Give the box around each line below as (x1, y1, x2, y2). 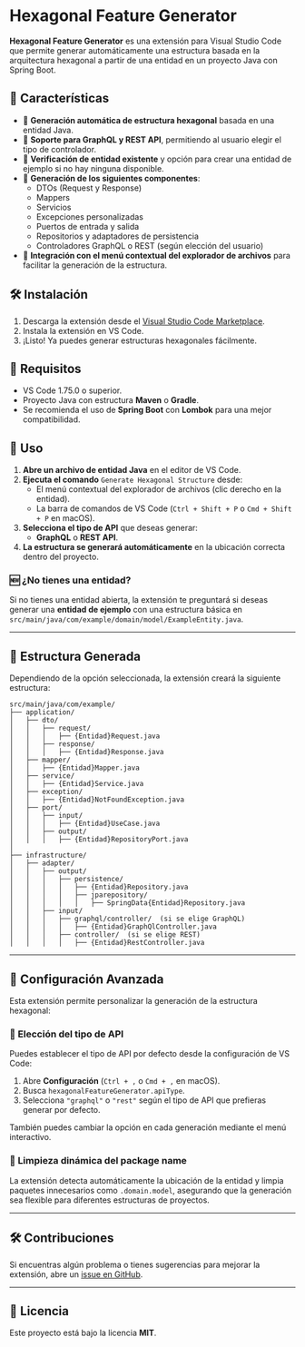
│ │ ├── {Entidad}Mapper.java (9, 763, 141, 772)
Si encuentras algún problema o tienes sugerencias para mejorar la (9, 1259, 261, 1270)
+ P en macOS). (35, 513, 95, 524)
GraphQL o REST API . (35, 532, 119, 543)
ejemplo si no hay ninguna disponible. (22, 162, 165, 173)
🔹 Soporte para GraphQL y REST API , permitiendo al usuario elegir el (22, 133, 281, 145)
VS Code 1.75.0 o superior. (22, 385, 123, 396)
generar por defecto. (22, 1105, 102, 1116)
